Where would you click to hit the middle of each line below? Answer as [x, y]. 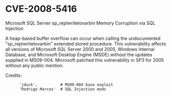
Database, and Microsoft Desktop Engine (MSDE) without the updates [79, 55]
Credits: [14, 75]
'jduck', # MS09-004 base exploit [66, 85]
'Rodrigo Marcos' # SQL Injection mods [62, 89]
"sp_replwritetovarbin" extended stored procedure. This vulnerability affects [86, 43]
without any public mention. [35, 65]
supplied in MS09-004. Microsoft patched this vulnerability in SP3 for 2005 [85, 60]
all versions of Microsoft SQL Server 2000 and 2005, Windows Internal [80, 49]
